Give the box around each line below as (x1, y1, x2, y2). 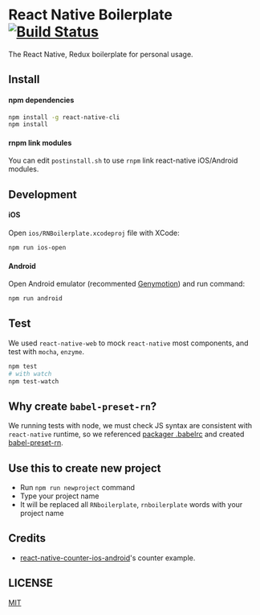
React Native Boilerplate (8, 6, 173, 24)
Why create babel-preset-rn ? (8, 399, 157, 413)
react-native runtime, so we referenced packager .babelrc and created (8, 429, 245, 440)
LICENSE (8, 576, 54, 590)
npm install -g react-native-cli (8, 113, 120, 122)
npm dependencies (8, 95, 75, 105)
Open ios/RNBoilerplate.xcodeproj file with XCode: (8, 228, 181, 238)
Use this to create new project (8, 461, 161, 475)
